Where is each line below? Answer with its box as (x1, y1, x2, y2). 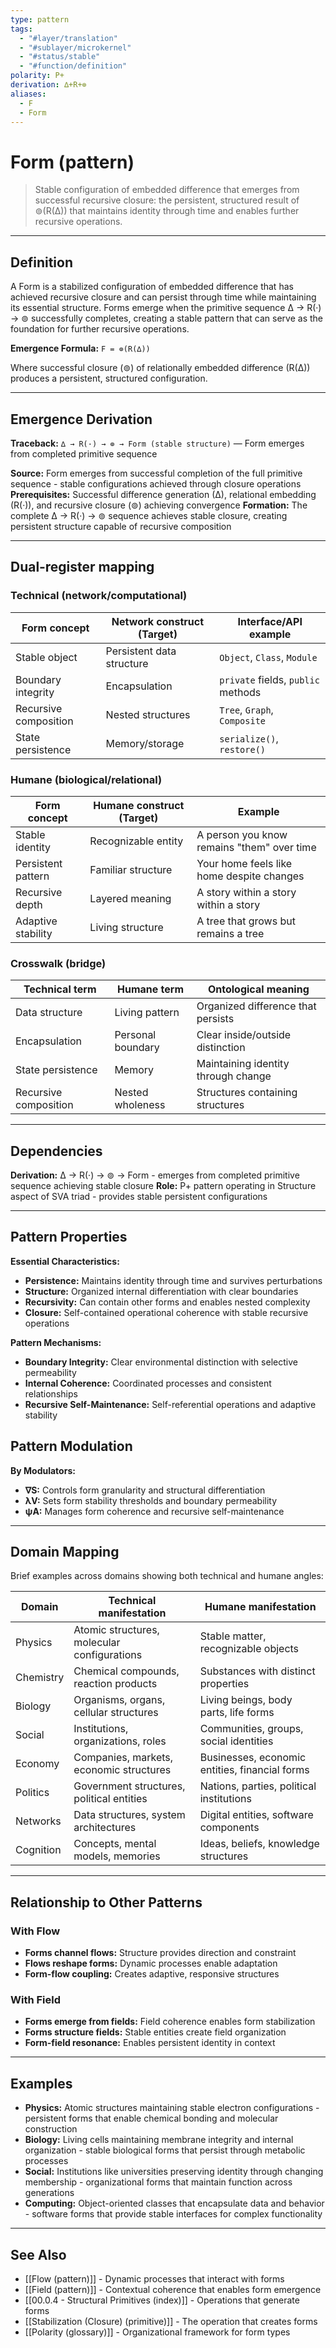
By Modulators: (10, 1464, 76, 1476)
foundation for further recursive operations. (10, 323, 190, 335)
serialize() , (219, 731, 279, 745)
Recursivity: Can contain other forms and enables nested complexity (24, 1296, 311, 1308)
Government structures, (73, 1779, 186, 1793)
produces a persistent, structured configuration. (10, 372, 208, 385)
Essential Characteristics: (10, 1255, 120, 1267)
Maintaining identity (196, 1057, 290, 1071)
